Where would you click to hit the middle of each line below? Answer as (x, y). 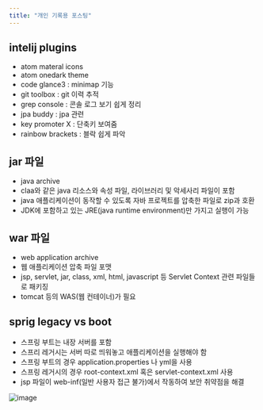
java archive (40, 181)
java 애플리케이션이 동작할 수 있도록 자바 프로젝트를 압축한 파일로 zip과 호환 (137, 201)
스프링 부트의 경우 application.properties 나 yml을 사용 (106, 362)
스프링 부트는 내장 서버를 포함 (66, 342)
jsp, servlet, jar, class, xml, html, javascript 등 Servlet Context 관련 (127, 277)
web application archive (59, 258)
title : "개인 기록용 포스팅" (50, 15)
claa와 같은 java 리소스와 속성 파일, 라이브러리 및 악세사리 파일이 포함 (128, 190)
